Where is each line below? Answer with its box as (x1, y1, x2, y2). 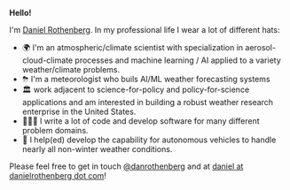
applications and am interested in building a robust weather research (21, 97, 273, 107)
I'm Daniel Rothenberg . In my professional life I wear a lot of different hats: (9, 25, 280, 34)
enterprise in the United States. (21, 106, 137, 117)
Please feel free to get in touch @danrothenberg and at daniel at (9, 161, 244, 171)
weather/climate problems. (21, 65, 121, 74)
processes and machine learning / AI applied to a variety (74, 55, 281, 65)
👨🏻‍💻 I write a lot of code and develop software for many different (21, 116, 260, 126)
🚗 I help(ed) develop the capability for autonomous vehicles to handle (21, 134, 277, 145)
